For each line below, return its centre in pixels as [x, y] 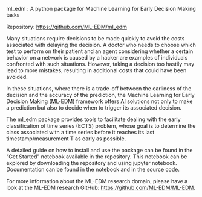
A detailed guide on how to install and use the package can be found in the [99, 150]
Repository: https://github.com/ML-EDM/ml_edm [67, 27]
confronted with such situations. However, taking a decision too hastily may [100, 64]
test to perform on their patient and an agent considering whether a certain [100, 51]
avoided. [17, 77]
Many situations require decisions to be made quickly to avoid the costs [96, 38]
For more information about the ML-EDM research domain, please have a [97, 181]
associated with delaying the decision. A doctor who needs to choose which [101, 45]
